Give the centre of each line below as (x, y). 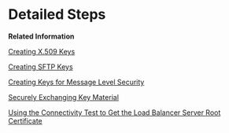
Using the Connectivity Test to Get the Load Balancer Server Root (114, 113)
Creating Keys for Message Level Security (76, 82)
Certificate (26, 120)
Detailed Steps (57, 15)
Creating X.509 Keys (42, 51)
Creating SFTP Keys (41, 66)
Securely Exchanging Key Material (64, 97)
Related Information (41, 36)
